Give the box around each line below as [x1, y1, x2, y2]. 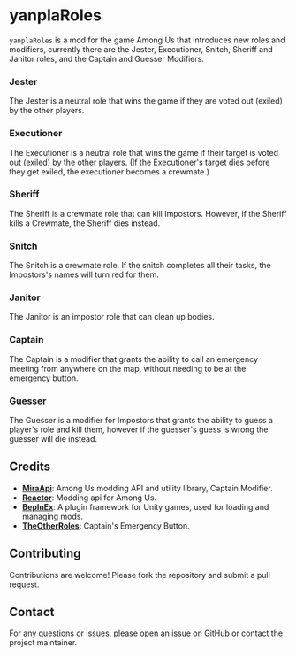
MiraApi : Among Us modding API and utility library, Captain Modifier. [21, 482, 273, 493]
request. [9, 579, 40, 590]
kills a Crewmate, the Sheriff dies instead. [9, 218, 161, 228]
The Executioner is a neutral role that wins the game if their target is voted [9, 147, 279, 158]
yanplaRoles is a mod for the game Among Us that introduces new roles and [9, 35, 285, 45]
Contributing [9, 546, 81, 561]
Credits [9, 459, 51, 475]
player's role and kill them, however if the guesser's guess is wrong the [9, 424, 269, 435]
